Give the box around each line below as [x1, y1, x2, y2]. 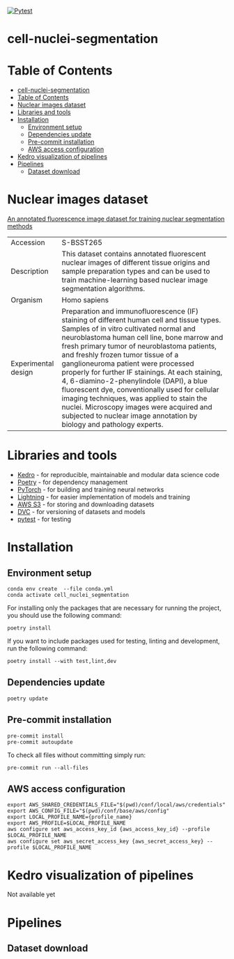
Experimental [10, 359, 54, 368]
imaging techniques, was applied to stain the [61, 393, 208, 403]
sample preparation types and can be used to [61, 267, 210, 276]
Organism [10, 295, 43, 305]
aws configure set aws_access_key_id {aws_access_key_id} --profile [7, 826, 210, 833]
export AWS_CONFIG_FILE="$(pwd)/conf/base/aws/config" [7, 808, 170, 815]
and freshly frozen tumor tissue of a [61, 350, 179, 360]
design [10, 368, 33, 377]
